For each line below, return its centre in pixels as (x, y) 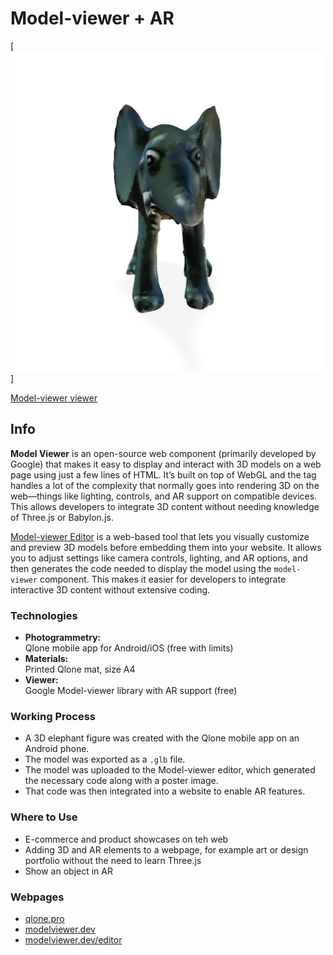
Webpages (37, 897)
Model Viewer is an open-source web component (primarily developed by (163, 453)
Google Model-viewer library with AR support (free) (131, 691)
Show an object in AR (68, 871)
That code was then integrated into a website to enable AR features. (165, 791)
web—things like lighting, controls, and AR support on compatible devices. (164, 496)
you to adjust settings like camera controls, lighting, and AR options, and (159, 558)
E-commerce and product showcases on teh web (126, 839)
